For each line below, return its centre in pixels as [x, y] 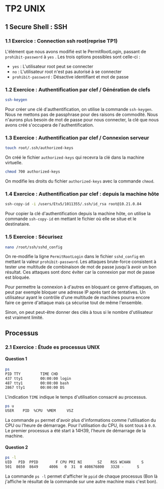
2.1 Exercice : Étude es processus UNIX [53, 347]
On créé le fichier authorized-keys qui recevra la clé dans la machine [75, 157]
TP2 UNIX [25, 9]
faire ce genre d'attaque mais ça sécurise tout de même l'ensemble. [74, 303]
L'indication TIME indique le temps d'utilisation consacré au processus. [76, 397]
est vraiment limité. [24, 318]
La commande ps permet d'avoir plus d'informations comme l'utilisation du [81, 420]
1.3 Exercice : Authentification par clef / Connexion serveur [77, 138]
